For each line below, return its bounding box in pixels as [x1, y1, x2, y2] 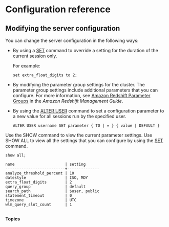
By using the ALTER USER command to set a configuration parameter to [12, 108, 164, 113]
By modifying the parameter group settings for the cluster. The [12, 82, 145, 87]
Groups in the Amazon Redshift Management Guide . [12, 98, 123, 104]
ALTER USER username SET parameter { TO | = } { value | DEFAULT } [12, 123, 160, 128]
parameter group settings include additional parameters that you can [12, 87, 158, 93]
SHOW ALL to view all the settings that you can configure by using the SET [5, 138, 163, 144]
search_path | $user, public [5, 189, 100, 194]
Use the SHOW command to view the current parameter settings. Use [5, 132, 153, 138]
